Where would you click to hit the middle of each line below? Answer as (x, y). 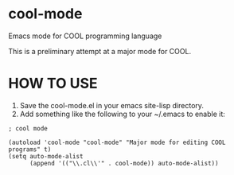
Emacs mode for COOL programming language (85, 36)
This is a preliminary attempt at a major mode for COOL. (100, 51)
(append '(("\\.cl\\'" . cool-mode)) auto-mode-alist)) (124, 163)
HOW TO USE (53, 84)
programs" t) (30, 149)
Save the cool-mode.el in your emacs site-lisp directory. (112, 105)
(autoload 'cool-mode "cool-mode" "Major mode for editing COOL (117, 142)
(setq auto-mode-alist (46, 156)
